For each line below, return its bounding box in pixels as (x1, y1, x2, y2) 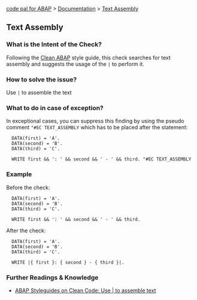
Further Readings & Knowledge (6, 273, 99, 281)
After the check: (6, 227, 46, 234)
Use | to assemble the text (6, 89, 72, 96)
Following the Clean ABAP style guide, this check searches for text (6, 54, 171, 61)
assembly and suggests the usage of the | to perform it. (6, 60, 145, 68)
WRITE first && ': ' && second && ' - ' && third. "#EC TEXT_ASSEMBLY (11, 156, 192, 162)
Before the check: (6, 184, 50, 191)
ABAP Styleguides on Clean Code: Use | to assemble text (14, 287, 156, 294)
